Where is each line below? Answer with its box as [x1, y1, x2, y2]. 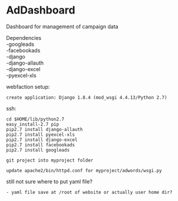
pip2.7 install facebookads [6, 142, 75, 148]
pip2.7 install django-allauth [6, 126, 83, 132]
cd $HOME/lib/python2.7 [6, 116, 65, 122]
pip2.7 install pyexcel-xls [6, 132, 75, 138]
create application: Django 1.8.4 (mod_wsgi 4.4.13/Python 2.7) [6, 95, 167, 101]
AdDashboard [6, 4, 75, 17]
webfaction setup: [6, 83, 50, 90]
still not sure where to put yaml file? [6, 177, 93, 185]
